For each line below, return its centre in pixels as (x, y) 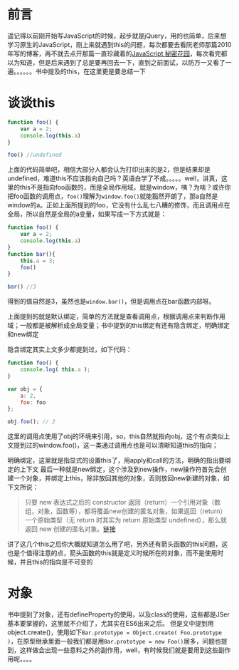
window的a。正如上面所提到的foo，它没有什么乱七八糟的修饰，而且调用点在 (119, 205)
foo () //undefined (34, 155)
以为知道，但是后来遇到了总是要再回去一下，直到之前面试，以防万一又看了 (116, 62)
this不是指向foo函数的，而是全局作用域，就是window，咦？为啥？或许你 (125, 187)
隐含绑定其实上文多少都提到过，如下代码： (70, 349)
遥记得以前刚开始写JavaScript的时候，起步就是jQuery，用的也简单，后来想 (117, 36)
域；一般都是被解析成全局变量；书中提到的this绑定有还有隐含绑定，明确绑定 (118, 326)
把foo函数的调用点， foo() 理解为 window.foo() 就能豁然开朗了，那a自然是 (113, 196)
